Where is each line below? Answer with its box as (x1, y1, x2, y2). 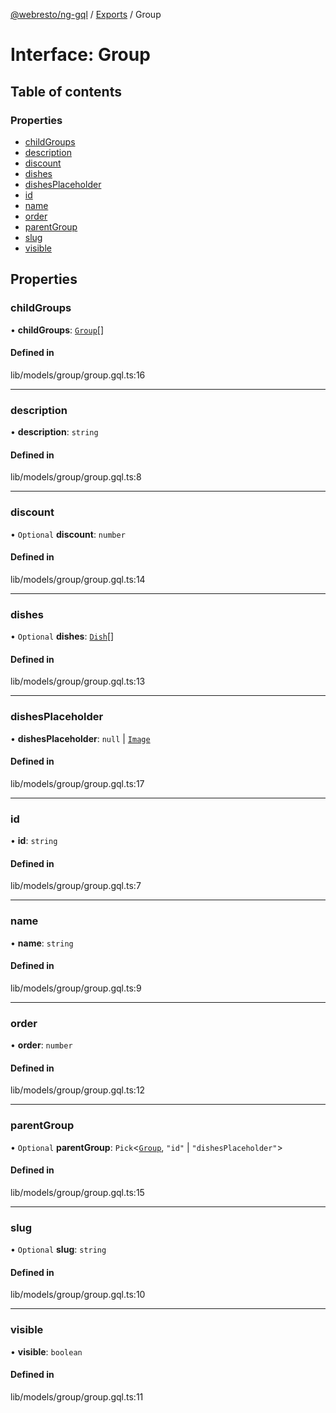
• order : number (10, 1039, 73, 1051)
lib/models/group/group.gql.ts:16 (10, 369, 146, 381)
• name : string (10, 937, 74, 949)
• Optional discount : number (10, 528, 126, 540)
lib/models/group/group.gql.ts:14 (10, 573, 146, 585)
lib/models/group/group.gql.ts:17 (10, 777, 145, 789)
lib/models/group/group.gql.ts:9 (10, 982, 142, 994)
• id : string (10, 835, 58, 847)
